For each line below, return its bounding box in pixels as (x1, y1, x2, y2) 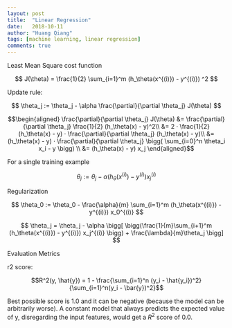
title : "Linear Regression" (7, 17, 91, 24)
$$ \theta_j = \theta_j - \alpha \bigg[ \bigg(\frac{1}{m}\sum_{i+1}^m (20, 221, 213, 230)
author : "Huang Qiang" (7, 29, 73, 37)
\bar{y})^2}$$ (124, 284, 164, 292)
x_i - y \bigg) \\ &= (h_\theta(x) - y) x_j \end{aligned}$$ (38, 145, 195, 152)
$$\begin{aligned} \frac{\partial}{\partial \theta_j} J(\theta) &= (8, 115, 185, 123)
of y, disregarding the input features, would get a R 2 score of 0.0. (7, 312, 193, 322)
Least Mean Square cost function (7, 62, 102, 69)
